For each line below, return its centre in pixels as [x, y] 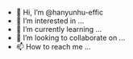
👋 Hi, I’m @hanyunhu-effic [59, 12]
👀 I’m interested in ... [50, 21]
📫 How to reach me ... [53, 47]
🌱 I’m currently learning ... [59, 29]
